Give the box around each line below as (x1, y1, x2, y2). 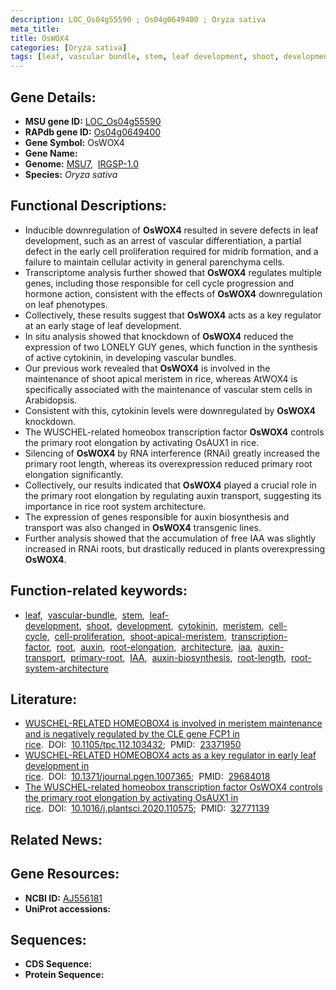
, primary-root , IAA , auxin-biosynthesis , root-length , (63, 651, 287, 663)
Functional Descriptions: (10, 197, 167, 215)
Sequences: (10, 931, 87, 948)
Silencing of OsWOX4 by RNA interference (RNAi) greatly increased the (24, 447, 321, 459)
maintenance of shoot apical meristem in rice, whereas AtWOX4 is (24, 372, 298, 385)
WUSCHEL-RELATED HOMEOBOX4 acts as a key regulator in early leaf (24, 749, 317, 761)
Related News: (10, 831, 103, 848)
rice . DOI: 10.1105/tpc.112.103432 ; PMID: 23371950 (24, 739, 242, 751)
